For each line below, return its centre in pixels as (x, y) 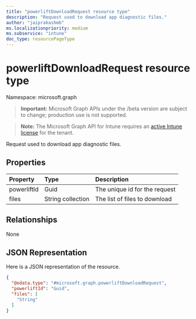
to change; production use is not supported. (74, 115)
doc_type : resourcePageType (41, 39)
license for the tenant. (47, 132)
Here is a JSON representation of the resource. (63, 267)
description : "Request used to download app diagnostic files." (87, 17)
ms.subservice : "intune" (36, 34)
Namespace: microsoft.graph (41, 97)
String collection (67, 198)
